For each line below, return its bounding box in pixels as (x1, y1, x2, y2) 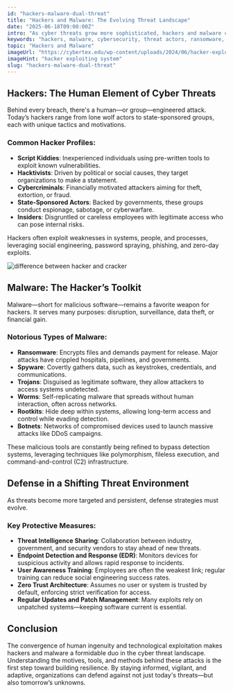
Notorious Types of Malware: (7, 332, 107, 342)
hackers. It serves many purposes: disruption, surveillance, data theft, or (7, 307, 215, 316)
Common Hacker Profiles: (7, 138, 96, 148)
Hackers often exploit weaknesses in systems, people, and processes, (7, 233, 208, 242)
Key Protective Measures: (7, 521, 96, 530)
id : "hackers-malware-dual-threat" (7, 10, 110, 17)
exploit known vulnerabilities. (17, 161, 101, 169)
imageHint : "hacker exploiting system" (7, 56, 123, 62)
